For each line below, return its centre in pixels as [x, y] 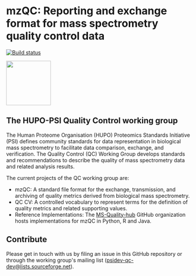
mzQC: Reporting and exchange [87, 11]
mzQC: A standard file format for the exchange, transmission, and [95, 189]
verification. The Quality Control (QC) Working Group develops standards [96, 154]
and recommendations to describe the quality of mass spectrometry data [96, 160]
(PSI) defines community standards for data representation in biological [94, 141]
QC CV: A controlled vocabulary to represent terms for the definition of [101, 202]
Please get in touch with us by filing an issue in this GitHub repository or [94, 253]
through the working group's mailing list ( [56, 260]
